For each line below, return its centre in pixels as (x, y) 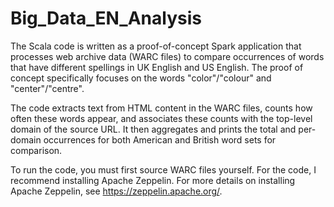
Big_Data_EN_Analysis (106, 18)
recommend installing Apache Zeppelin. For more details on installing (153, 180)
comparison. (36, 150)
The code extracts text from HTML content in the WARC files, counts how (161, 108)
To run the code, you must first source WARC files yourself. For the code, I (163, 169)
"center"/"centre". (47, 88)
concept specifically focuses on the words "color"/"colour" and (141, 78)
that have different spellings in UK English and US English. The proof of (157, 67)
